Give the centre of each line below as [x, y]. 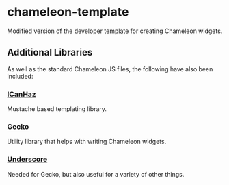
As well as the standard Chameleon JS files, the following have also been [110, 69]
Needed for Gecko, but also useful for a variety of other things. [96, 174]
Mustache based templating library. [57, 109]
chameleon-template [68, 12]
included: [20, 76]
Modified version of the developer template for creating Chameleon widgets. [115, 31]
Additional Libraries [50, 52]
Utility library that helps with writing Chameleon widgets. [87, 142]
